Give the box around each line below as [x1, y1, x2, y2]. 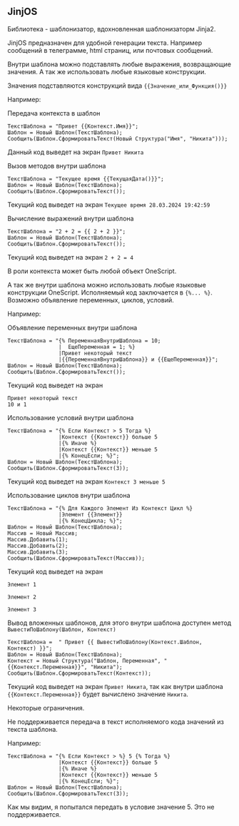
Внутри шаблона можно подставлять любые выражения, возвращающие [7, 60, 232, 68]
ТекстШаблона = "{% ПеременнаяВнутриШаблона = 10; [7, 337, 161, 345]
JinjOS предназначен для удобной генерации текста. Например [7, 39, 203, 47]
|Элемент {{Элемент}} [58, 511, 123, 518]
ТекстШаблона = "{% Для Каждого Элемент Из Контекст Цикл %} [7, 504, 193, 512]
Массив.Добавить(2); [7, 542, 69, 549]
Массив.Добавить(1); [7, 536, 69, 543]
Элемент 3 [7, 606, 37, 613]
